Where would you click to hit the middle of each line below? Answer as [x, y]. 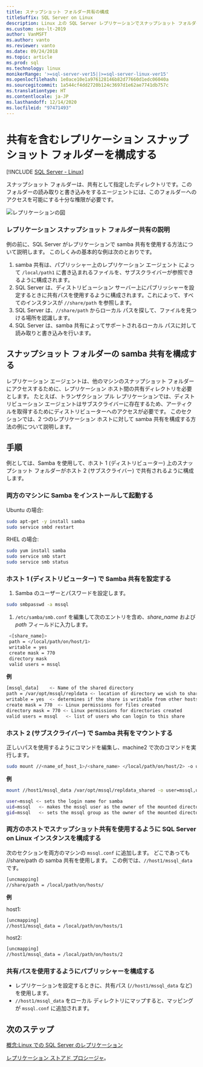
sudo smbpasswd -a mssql [37, 605]
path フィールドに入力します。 [53, 625]
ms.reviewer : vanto [31, 46]
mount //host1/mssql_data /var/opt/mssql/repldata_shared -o [85, 790]
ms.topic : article [29, 57]
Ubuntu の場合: [25, 510]
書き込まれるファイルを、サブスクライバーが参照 [122, 272]
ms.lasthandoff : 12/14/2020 [42, 102]
